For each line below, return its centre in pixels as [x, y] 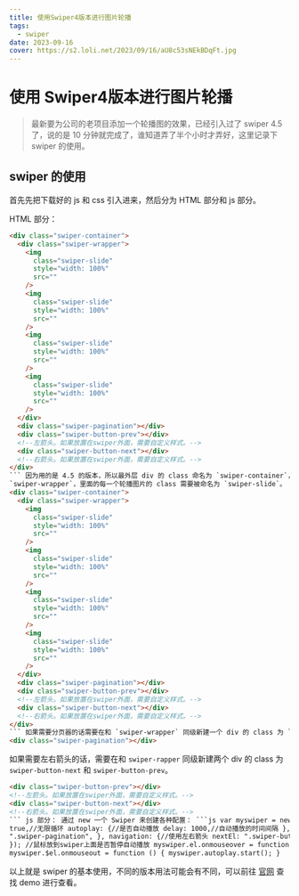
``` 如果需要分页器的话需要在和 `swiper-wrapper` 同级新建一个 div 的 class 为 [147, 733]
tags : [19, 26]
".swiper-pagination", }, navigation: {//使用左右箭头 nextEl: [125, 837]
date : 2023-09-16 [41, 42]
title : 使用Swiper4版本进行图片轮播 [70, 17]
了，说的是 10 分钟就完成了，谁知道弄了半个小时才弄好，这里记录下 [154, 135]
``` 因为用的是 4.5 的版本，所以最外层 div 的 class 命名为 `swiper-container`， [152, 476]
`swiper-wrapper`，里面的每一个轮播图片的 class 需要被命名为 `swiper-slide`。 [148, 485]
